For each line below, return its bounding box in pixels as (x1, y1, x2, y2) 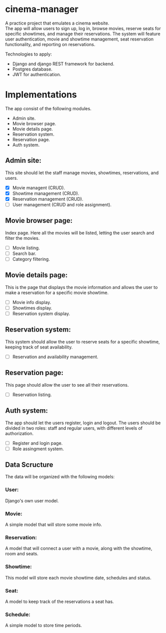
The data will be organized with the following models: (5, 474, 115, 480)
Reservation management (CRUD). (12, 196, 84, 202)
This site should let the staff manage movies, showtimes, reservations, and (5, 169, 159, 176)
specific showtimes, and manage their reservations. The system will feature (5, 31, 161, 37)
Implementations (5, 89, 77, 101)
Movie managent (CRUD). (12, 184, 65, 191)
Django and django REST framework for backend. (12, 61, 115, 67)
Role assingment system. (12, 446, 64, 452)
